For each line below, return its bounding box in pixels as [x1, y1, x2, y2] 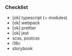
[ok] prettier [12, 25, 36, 31]
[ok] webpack [12, 20, 40, 26]
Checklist [5, 4, 28, 11]
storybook [12, 45, 33, 52]
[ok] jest [12, 30, 29, 36]
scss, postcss [12, 35, 40, 41]
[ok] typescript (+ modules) [12, 15, 68, 21]
